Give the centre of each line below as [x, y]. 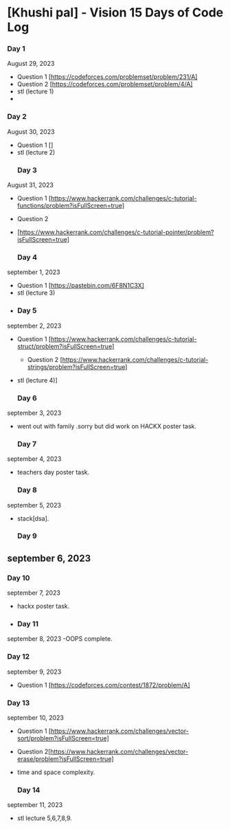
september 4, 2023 [34, 459]
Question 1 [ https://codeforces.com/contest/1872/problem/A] [103, 685]
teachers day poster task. [53, 473]
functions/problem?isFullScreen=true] [71, 206]
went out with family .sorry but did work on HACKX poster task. [107, 426]
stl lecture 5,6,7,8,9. [44, 818]
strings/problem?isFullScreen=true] [77, 367]
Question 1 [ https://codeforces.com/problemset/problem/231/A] [107, 77]
